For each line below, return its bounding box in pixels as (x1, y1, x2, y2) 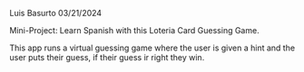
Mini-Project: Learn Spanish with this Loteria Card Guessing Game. (9, 25, 260, 35)
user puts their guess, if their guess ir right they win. (9, 52, 205, 62)
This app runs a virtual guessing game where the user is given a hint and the (9, 42, 296, 53)
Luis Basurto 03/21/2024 (9, 8, 103, 18)
